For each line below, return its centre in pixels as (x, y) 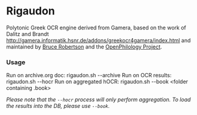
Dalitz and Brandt (28, 34)
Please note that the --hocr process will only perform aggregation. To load (99, 99)
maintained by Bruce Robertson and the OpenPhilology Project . (84, 47)
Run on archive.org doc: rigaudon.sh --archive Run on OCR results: (89, 75)
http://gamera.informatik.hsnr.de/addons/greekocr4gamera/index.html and (99, 40)
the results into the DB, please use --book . (58, 106)
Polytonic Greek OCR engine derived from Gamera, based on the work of (96, 28)
